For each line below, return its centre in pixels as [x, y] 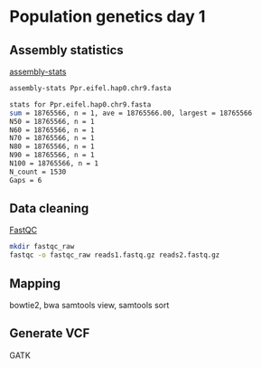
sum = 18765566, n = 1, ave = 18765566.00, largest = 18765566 [131, 113]
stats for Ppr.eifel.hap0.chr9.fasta [80, 104]
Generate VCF [50, 333]
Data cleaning [49, 208]
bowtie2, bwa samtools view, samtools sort [89, 305]
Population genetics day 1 [107, 17]
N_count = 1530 [38, 172]
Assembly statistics [66, 50]
